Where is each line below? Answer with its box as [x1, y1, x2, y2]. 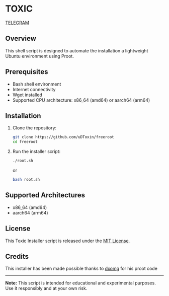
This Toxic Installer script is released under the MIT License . [5, 238, 130, 244]
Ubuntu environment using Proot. [5, 53, 74, 59]
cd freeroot [12, 139, 38, 144]
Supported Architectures [5, 191, 86, 199]
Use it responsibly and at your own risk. [5, 285, 88, 291]
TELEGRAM [5, 20, 29, 26]
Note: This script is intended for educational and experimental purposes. [5, 280, 156, 286]
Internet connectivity [12, 86, 56, 92]
